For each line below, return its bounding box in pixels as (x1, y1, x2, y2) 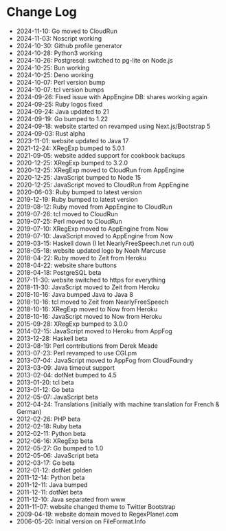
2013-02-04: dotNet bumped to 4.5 (16, 371, 117, 379)
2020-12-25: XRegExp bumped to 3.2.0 (16, 158, 128, 167)
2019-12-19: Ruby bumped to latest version (16, 195, 138, 203)
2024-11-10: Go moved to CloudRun (16, 27, 117, 35)
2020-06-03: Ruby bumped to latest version (16, 187, 142, 196)
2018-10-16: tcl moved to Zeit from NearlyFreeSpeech (16, 298, 169, 306)
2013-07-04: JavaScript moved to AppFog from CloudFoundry (16, 356, 194, 364)
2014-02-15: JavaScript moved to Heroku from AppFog (16, 326, 172, 335)
